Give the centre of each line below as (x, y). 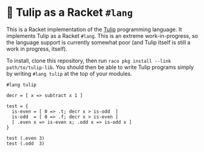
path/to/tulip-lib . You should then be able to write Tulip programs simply (100, 67)
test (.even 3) (26, 138)
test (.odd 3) (26, 143)
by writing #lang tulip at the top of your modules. (69, 73)
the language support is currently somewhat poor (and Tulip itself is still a (98, 42)
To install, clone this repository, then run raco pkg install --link (89, 60)
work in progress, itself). (37, 49)
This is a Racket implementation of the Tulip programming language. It (94, 29)
